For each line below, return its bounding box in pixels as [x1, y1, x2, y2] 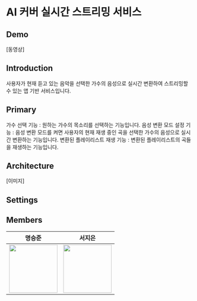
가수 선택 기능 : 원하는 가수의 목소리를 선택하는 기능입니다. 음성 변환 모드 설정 [6, 121, 185, 128]
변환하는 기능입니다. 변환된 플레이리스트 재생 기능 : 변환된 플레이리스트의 [12, 136, 180, 143]
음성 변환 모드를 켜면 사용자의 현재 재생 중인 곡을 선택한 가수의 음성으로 [15, 129, 180, 136]
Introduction [6, 63, 53, 73]
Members [6, 215, 43, 225]
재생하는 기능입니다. [12, 143, 59, 150]
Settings [6, 195, 39, 205]
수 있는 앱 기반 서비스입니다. [6, 87, 71, 94]
